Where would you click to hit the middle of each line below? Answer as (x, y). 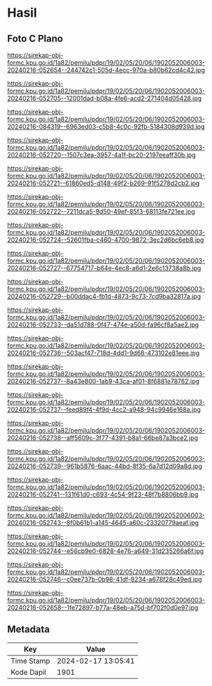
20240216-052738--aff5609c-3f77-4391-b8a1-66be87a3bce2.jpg (103, 438)
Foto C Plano (35, 39)
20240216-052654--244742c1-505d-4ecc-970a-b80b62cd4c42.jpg (106, 70)
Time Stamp (31, 661)
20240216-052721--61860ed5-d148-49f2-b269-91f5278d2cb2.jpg (104, 183)
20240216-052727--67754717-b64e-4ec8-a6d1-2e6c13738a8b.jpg (104, 268)
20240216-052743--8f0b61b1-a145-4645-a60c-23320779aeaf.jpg (103, 523)
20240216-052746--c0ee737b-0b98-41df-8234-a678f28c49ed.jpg (105, 579)
